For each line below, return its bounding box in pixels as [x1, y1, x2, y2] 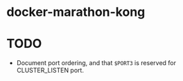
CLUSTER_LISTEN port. [16, 66, 85, 75]
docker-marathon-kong [6, 4, 146, 20]
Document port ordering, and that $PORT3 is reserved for [16, 59, 176, 67]
